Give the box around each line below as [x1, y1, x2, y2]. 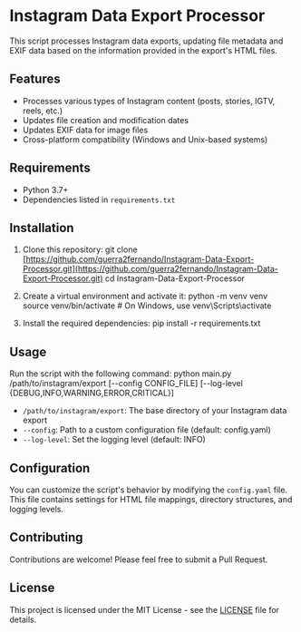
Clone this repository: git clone [22, 244, 138, 255]
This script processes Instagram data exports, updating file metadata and [9, 35, 284, 46]
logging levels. [9, 504, 63, 514]
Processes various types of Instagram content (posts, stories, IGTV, [22, 95, 276, 106]
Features [9, 72, 61, 87]
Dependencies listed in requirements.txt [22, 194, 176, 205]
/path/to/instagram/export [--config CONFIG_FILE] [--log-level [9, 378, 243, 389]
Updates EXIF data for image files [22, 124, 149, 135]
